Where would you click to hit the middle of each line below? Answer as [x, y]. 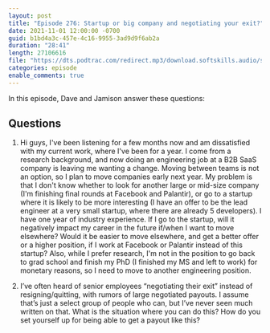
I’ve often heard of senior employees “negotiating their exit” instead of [136, 286]
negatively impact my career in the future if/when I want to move [127, 228]
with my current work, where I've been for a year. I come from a [125, 151]
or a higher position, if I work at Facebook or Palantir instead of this [131, 245]
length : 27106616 [37, 53]
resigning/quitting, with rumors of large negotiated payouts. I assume [134, 294]
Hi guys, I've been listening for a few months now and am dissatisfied [135, 143]
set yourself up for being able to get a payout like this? [110, 320]
